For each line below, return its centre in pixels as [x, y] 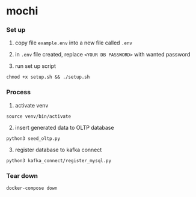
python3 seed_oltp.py [33, 138]
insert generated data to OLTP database [64, 127]
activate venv [32, 105]
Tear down [22, 175]
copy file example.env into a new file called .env [74, 43]
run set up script [35, 66]
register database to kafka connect [58, 150]
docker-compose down [32, 188]
